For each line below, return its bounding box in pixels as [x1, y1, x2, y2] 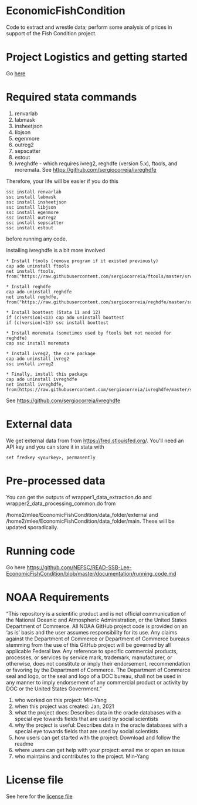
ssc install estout [6, 225, 54, 231]
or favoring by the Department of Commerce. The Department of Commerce [6, 666, 191, 673]
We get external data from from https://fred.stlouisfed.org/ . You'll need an [6, 437, 184, 444]
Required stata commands [6, 91, 137, 104]
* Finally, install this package [6, 371, 88, 377]
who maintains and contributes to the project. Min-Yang [14, 753, 150, 760]
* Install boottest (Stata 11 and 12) [6, 309, 101, 315]
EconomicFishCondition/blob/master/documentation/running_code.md [6, 570, 176, 577]
